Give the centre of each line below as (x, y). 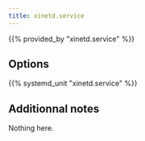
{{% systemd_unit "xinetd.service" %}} (73, 83)
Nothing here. (31, 128)
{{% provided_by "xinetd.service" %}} (72, 39)
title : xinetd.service (46, 16)
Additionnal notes (54, 108)
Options (29, 64)
